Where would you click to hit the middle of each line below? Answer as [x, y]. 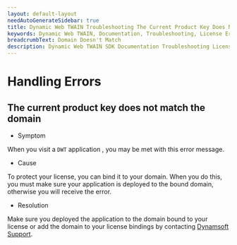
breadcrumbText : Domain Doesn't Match [64, 40]
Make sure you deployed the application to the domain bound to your [108, 219]
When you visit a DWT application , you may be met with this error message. [116, 149]
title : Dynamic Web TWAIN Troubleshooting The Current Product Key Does [116, 27]
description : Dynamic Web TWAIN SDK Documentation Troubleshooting [109, 47]
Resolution [33, 205]
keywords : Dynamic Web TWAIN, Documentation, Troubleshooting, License [115, 34]
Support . [20, 234]
